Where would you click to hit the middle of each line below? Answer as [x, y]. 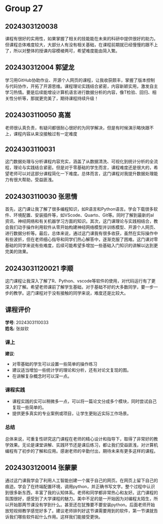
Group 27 [24, 8]
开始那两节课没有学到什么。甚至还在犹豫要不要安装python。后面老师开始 [82, 505]
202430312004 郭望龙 [40, 68]
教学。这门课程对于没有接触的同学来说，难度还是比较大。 [71, 293]
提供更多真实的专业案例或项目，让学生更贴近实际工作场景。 [72, 413]
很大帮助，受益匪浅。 [35, 180]
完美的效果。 [18, 252]
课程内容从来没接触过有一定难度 [45, 133]
